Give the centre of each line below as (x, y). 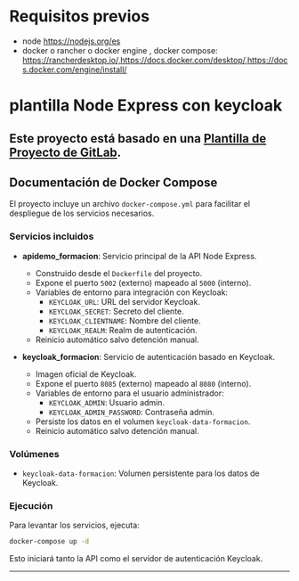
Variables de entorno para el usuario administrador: (129, 393)
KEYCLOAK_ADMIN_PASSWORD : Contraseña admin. (132, 412)
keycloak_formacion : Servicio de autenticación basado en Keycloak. (149, 356)
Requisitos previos (79, 16)
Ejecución (31, 505)
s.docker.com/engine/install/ (74, 70)
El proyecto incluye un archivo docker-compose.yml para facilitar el (130, 204)
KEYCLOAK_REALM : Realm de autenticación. (123, 330)
